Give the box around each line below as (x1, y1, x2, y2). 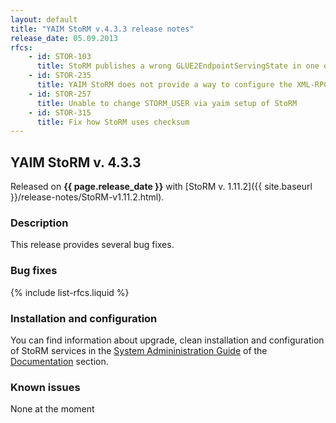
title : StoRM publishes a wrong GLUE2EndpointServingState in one (36, 61, 320, 71)
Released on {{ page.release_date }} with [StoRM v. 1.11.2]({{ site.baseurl (10, 181, 313, 193)
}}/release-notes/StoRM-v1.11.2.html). (10, 191, 165, 203)
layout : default (10, 14, 78, 25)
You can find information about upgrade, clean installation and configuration (10, 334, 325, 346)
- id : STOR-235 (28, 71, 92, 81)
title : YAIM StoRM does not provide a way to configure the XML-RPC (36, 80, 329, 90)
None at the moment (10, 403, 95, 415)
